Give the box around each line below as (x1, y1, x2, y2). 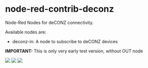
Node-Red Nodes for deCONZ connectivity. (5, 20, 94, 25)
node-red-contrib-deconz (5, 3, 114, 15)
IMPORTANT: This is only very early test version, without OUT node (5, 48, 143, 54)
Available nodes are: (5, 29, 46, 35)
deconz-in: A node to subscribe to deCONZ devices (12, 38, 118, 45)
